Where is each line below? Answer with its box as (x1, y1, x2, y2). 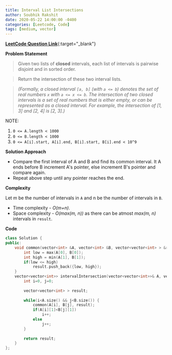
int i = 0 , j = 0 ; (24, 278, 54, 284)
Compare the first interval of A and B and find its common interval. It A (12, 159, 161, 165)
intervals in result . (12, 216, 53, 222)
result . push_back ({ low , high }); (32, 264, 102, 270)
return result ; (24, 336, 56, 341)
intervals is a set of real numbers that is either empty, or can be (17, 97, 153, 103)
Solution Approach (5, 148, 47, 155)
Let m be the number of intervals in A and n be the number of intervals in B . (5, 195, 163, 201)
